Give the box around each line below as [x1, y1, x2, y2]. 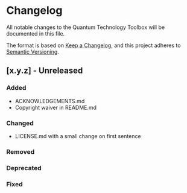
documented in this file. [6, 30, 65, 37]
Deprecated [6, 163, 42, 172]
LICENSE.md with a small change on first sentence [14, 132, 141, 139]
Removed [6, 147, 35, 156]
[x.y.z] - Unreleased [6, 66, 83, 76]
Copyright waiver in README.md [14, 104, 97, 111]
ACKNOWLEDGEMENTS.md [14, 97, 85, 104]
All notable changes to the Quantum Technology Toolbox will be [6, 24, 165, 31]
